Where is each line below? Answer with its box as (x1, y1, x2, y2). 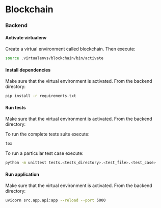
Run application (5, 171, 40, 177)
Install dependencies (5, 66, 51, 73)
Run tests (5, 104, 26, 110)
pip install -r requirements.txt (5, 94, 76, 99)
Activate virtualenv (5, 34, 47, 40)
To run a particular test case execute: (5, 150, 84, 156)
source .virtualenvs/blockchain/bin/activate (5, 56, 103, 61)
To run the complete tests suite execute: (5, 131, 90, 137)
